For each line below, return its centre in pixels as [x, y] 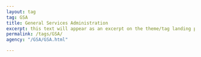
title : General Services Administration [57, 23]
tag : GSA [17, 17]
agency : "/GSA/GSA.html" [37, 40]
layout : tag [21, 12]
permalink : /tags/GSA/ [34, 34]
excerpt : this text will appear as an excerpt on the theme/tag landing [99, 28]
